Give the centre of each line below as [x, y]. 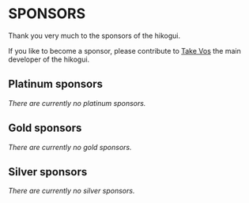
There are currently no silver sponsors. [72, 191]
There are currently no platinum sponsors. [77, 103]
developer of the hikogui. [49, 59]
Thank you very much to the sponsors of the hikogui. [94, 36]
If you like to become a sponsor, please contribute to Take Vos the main [124, 51]
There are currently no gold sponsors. [70, 147]
